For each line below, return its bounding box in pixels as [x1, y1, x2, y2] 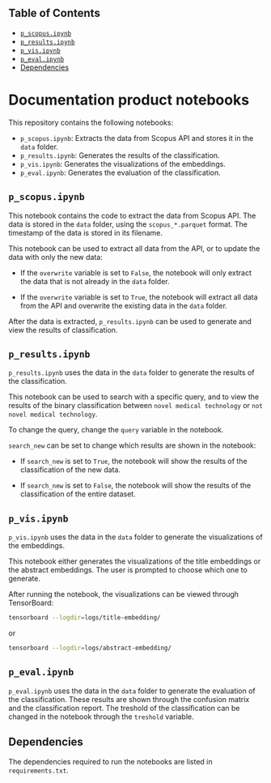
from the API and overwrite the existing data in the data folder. [19, 300, 228, 310]
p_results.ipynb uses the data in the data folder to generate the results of [8, 368, 255, 377]
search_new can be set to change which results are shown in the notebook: [8, 440, 256, 450]
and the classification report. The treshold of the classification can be [8, 703, 240, 713]
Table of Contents [8, 6, 101, 20]
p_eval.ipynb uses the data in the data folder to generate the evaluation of [8, 686, 256, 696]
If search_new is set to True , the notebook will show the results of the [19, 457, 248, 466]
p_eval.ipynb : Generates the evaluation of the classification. [19, 168, 221, 177]
